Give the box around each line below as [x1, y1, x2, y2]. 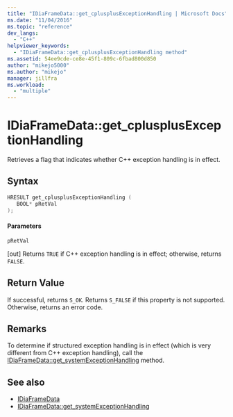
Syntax [7, 175, 39, 188]
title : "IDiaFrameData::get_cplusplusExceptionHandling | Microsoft [7, 10, 209, 17]
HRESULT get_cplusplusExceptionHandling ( [7, 194, 132, 201]
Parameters [7, 222, 42, 230]
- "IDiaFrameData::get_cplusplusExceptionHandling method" [13, 49, 188, 56]
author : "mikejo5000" [7, 62, 70, 69]
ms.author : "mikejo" [7, 68, 67, 75]
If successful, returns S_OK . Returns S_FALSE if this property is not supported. [7, 295, 225, 304]
